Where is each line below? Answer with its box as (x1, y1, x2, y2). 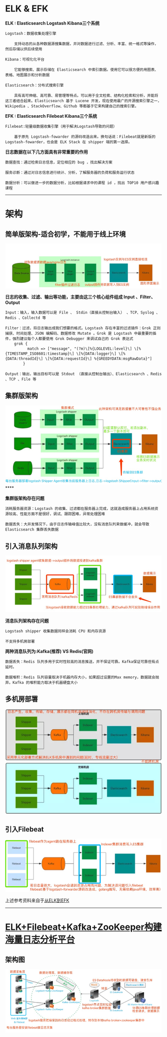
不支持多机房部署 (5, 639, 35, 644)
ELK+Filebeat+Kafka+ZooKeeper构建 (5, 921, 162, 933)
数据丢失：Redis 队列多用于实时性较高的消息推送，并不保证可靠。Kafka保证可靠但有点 (5, 659, 159, 664)
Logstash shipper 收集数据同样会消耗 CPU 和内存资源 (5, 628, 106, 633)
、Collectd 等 (18, 315, 46, 321)
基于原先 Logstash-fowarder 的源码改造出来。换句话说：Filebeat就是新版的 (14, 134, 156, 139)
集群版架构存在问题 (5, 495, 45, 501)
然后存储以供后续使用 (5, 46, 42, 51)
